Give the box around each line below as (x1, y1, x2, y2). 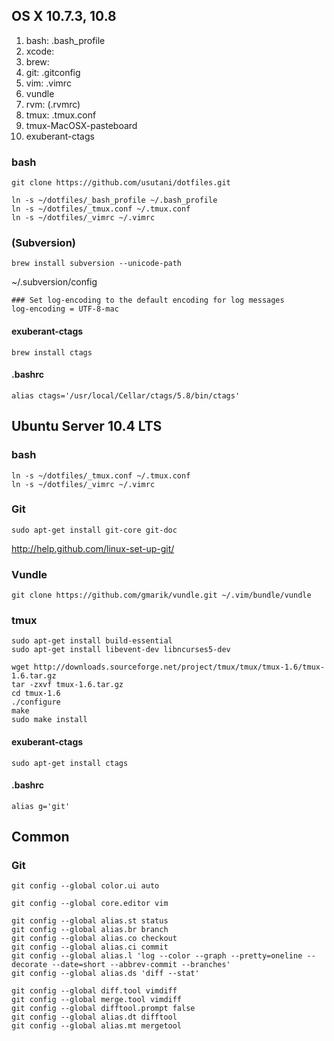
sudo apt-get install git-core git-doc (11, 525, 178, 535)
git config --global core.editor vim (11, 899, 169, 909)
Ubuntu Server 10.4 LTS (11, 418, 163, 435)
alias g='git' (11, 801, 71, 811)
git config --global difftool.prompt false (11, 1004, 196, 1014)
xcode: (25, 45, 55, 57)
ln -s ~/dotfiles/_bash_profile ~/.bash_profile (11, 195, 218, 206)
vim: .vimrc (25, 77, 72, 89)
